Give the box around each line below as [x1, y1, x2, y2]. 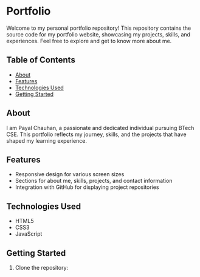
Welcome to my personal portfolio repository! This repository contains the [6, 24, 191, 32]
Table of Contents [6, 55, 76, 65]
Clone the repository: [15, 264, 69, 271]
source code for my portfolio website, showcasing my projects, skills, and [6, 30, 190, 38]
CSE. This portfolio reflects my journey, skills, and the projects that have [6, 131, 187, 138]
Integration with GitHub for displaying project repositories [15, 183, 159, 191]
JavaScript [15, 230, 43, 238]
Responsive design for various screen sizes [15, 171, 125, 178]
